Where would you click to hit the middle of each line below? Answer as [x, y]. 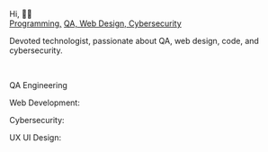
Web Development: [45, 103]
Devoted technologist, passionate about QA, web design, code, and [134, 41]
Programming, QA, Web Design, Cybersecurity [95, 23]
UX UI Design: [35, 138]
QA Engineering [38, 85]
